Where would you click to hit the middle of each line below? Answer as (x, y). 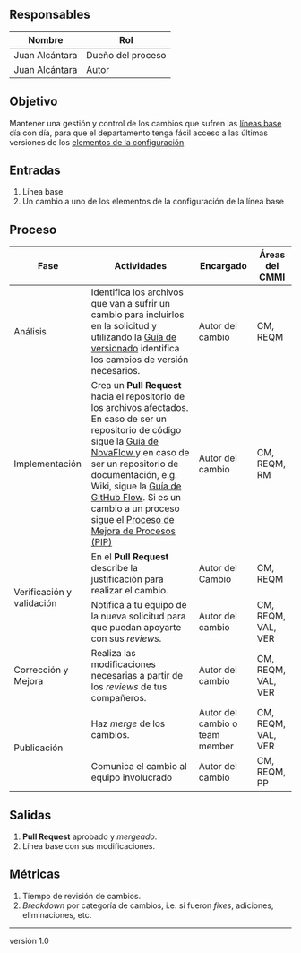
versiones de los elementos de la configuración (97, 142)
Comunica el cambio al (139, 767)
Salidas (30, 815)
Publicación (39, 748)
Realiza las (113, 654)
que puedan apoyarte (136, 628)
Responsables (50, 15)
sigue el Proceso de (133, 520)
